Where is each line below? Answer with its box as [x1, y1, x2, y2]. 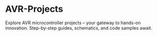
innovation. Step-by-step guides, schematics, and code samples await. [5, 25, 152, 31]
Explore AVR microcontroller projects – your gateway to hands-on [5, 20, 141, 26]
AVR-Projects [5, 3, 63, 15]
